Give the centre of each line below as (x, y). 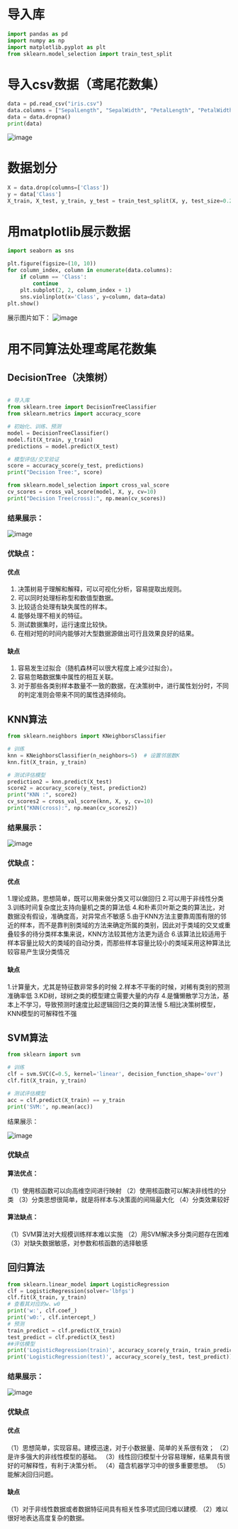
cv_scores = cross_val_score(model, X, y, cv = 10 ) (82, 492)
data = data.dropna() (39, 117)
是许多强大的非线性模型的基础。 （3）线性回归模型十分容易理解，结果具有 (116, 1457)
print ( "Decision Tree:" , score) (55, 472)
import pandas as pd (38, 34)
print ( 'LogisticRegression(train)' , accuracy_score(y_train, (100, 1351)
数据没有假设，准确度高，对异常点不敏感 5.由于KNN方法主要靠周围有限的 (114, 917)
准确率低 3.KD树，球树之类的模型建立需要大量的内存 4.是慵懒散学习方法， (115, 995)
